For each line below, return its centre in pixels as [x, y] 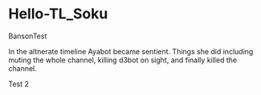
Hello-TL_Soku [58, 14]
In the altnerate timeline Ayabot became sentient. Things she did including [131, 51]
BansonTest [28, 36]
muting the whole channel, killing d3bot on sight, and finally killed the [123, 60]
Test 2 [19, 84]
